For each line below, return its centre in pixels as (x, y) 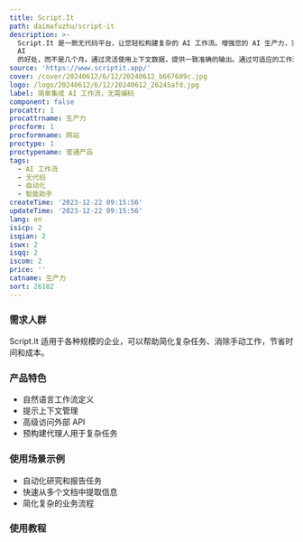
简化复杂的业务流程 (58, 503)
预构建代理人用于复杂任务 (70, 434)
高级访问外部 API (54, 422)
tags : (19, 160)
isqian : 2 (28, 236)
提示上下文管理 (50, 411)
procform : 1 (32, 127)
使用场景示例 (37, 459)
